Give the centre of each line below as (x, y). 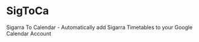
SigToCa (28, 11)
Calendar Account (29, 33)
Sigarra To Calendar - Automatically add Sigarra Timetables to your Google (99, 27)
